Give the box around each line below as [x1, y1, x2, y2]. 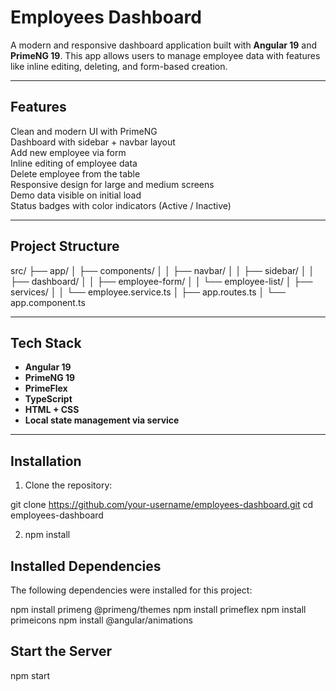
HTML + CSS [24, 404, 80, 416]
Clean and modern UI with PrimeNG [10, 125, 158, 137]
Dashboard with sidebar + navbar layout [10, 136, 176, 148]
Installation [10, 452, 82, 470]
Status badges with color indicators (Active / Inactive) [10, 199, 232, 211]
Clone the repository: [24, 479, 113, 491]
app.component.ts [10, 296, 86, 308]
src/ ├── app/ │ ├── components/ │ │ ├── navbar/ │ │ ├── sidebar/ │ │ [10, 264, 315, 276]
